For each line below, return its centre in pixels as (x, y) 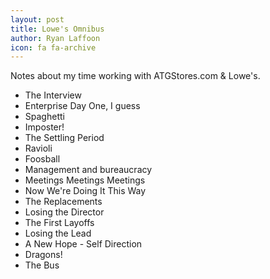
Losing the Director (64, 212)
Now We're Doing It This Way (85, 191)
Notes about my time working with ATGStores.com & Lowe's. (135, 76)
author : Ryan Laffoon (55, 38)
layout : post (37, 19)
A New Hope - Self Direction (83, 244)
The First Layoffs (59, 223)
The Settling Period (64, 138)
